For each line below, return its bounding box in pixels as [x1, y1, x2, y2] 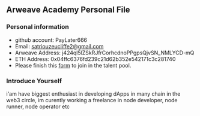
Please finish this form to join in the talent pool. [14, 62, 132, 69]
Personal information [6, 23, 69, 31]
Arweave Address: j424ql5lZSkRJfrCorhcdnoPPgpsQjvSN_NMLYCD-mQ [14, 49, 195, 56]
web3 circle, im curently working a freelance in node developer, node [6, 96, 178, 103]
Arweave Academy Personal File [6, 5, 130, 15]
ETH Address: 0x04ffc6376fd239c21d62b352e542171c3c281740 [14, 55, 176, 62]
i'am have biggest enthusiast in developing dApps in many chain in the [6, 90, 181, 97]
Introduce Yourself [6, 77, 62, 85]
